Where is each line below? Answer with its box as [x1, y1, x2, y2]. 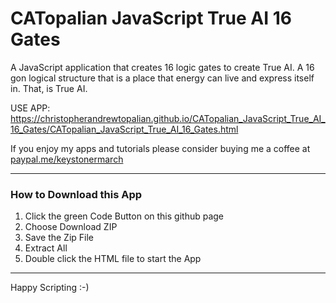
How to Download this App [10, 187, 143, 201]
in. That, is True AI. [10, 82, 88, 94]
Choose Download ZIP [24, 221, 118, 233]
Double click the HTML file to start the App [24, 253, 202, 265]
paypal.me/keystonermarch [10, 153, 124, 165]
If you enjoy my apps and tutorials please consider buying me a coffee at [10, 142, 311, 154]
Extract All [24, 242, 68, 254]
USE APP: [10, 102, 51, 114]
